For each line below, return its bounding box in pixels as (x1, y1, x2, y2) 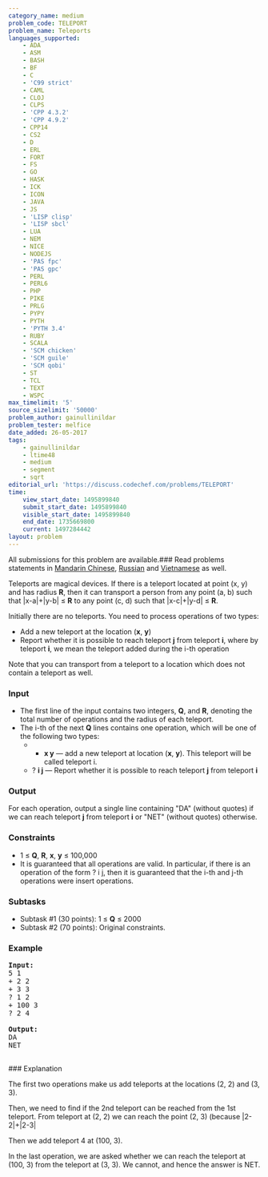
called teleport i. (43, 757, 98, 767)
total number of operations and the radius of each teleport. (19, 714, 214, 725)
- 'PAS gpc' (22, 265, 62, 273)
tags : (8, 436, 26, 444)
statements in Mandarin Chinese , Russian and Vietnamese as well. (8, 563, 227, 572)
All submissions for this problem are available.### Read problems (8, 554, 225, 564)
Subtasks (8, 896, 46, 907)
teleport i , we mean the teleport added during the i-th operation (19, 644, 230, 653)
